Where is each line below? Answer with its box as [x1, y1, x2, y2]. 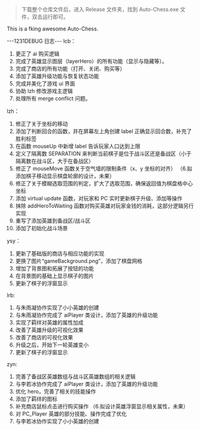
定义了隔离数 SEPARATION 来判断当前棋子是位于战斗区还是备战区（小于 [15, 150, 192, 157]
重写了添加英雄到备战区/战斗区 [15, 217, 91, 224]
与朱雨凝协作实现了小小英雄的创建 [15, 304, 99, 311]
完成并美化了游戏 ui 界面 [15, 80, 76, 87]
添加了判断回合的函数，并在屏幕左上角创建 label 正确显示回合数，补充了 [15, 128, 192, 135]
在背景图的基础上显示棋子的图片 [15, 273, 94, 279]
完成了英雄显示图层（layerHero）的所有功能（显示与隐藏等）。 [15, 58, 168, 64]
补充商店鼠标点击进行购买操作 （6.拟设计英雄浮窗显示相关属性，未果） [15, 403, 189, 410]
